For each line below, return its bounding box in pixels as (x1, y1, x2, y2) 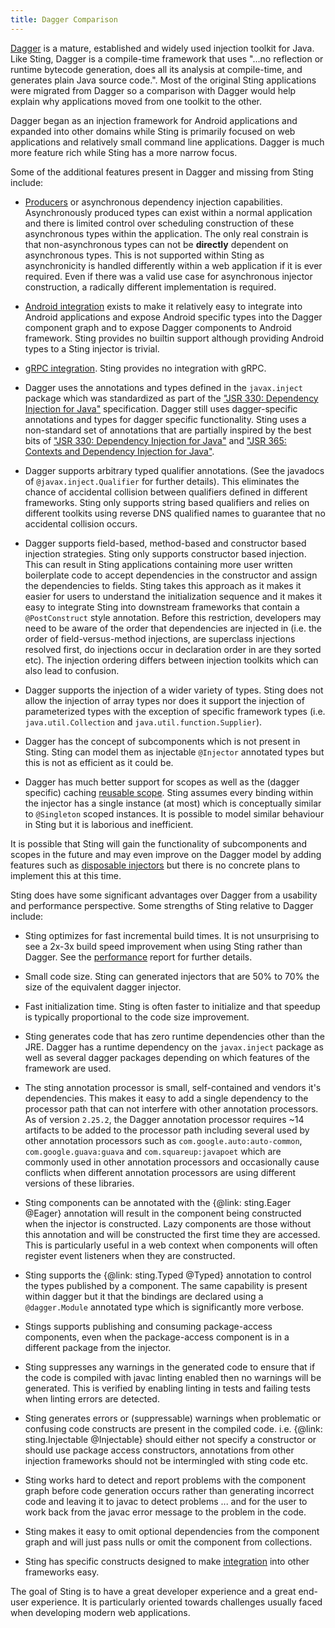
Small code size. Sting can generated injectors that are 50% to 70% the (24, 970, 320, 982)
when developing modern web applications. (10, 1606, 191, 1618)
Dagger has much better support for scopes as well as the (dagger (24, 776, 300, 788)
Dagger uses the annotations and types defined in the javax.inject (24, 381, 303, 393)
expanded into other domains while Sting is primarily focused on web (10, 125, 296, 137)
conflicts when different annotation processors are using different (24, 1166, 297, 1178)
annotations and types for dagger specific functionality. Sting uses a (24, 413, 307, 425)
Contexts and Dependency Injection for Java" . (24, 445, 215, 457)
